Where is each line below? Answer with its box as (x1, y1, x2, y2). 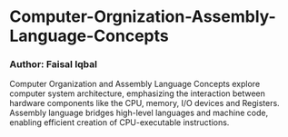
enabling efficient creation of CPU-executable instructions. (9, 117, 230, 128)
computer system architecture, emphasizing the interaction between (9, 88, 266, 99)
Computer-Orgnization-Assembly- (9, 6, 277, 27)
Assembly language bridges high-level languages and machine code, (9, 107, 269, 119)
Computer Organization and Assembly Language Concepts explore (9, 79, 261, 90)
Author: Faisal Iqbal (9, 58, 98, 71)
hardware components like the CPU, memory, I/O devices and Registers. (9, 98, 280, 109)
